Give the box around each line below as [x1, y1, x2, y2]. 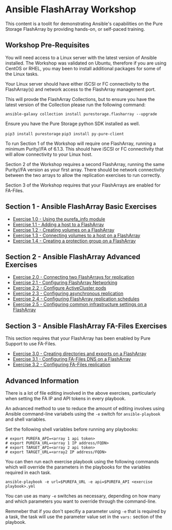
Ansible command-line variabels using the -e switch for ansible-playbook [5, 411, 161, 417]
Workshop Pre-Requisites [5, 41, 90, 50]
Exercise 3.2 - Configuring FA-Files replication [12, 361, 111, 368]
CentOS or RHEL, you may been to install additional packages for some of [5, 65, 161, 71]
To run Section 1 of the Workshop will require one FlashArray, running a [5, 140, 156, 147]
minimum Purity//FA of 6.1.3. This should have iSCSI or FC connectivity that [5, 146, 164, 152]
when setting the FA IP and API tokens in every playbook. [5, 396, 126, 401]
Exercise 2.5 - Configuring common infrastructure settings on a [12, 301, 147, 308]
